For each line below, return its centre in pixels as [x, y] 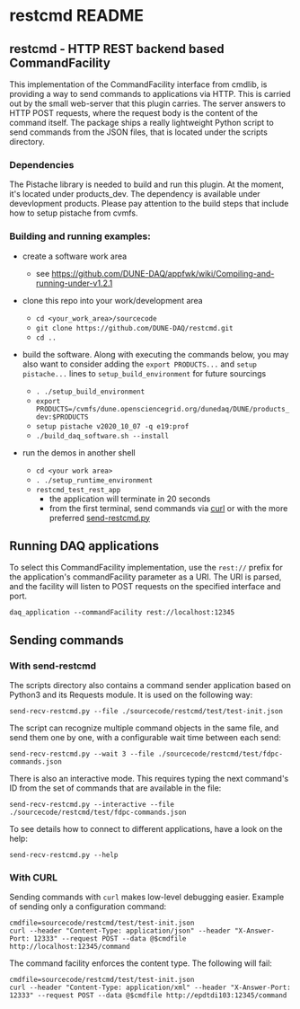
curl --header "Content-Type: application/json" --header [120, 931]
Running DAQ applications [84, 546]
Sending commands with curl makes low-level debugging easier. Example [147, 897]
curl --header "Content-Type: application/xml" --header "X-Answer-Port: [150, 988]
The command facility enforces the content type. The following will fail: [141, 963]
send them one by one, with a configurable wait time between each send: [145, 738]
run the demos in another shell [79, 452]
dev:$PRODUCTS [62, 417]
